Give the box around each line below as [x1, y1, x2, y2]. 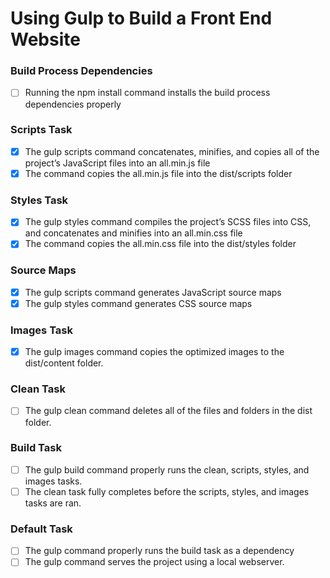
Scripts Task [10, 123, 73, 137]
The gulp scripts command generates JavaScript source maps [24, 286, 282, 298]
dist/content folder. [24, 357, 104, 369]
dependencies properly [24, 98, 122, 110]
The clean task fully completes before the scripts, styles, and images [24, 485, 310, 497]
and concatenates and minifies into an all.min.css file [24, 227, 243, 239]
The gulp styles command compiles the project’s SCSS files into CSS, [24, 216, 312, 228]
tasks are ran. [24, 497, 82, 509]
